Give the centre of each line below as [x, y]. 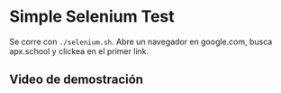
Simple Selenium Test [92, 17]
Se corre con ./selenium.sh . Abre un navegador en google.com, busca [141, 42]
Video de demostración [77, 80]
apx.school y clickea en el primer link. [79, 51]
